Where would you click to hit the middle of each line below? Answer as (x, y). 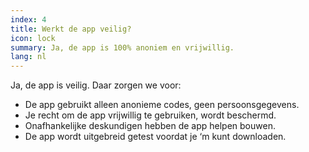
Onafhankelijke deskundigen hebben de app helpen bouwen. (150, 126)
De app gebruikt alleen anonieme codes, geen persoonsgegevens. (162, 105)
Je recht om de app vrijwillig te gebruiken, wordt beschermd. (150, 115)
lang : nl (28, 57)
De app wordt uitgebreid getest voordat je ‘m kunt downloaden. (155, 137)
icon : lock (33, 38)
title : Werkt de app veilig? (71, 29)
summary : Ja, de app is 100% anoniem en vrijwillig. (122, 47)
